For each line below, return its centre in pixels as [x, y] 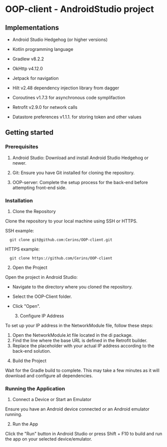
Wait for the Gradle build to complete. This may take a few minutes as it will [82, 370]
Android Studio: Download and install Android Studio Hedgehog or [80, 158]
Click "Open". [26, 306]
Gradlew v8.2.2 [28, 59]
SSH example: [20, 230]
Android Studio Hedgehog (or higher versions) [60, 39]
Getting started [29, 132]
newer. [19, 163]
